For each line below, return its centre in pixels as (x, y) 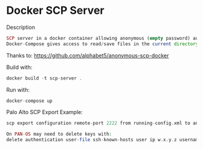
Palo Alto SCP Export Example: (45, 112)
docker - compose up (29, 101)
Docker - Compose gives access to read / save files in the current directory (102, 44)
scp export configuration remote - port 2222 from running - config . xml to (98, 123)
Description (21, 27)
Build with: (19, 67)
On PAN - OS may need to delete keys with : (59, 134)
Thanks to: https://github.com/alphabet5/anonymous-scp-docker (88, 55)
